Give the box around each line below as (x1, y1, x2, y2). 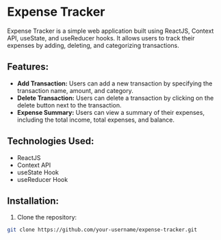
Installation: (7, 195, 60, 206)
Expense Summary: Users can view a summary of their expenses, (16, 108, 205, 116)
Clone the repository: (16, 213, 77, 222)
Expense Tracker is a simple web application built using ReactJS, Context (7, 27, 214, 35)
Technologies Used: (7, 135, 94, 147)
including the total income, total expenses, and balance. (16, 116, 174, 124)
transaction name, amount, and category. (16, 86, 133, 94)
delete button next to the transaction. (16, 101, 122, 109)
